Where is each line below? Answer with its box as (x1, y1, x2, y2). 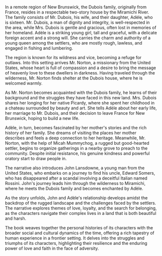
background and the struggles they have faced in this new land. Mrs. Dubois (5, 95, 157, 101)
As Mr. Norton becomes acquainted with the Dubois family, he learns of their (5, 90, 157, 95)
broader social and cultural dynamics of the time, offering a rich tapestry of (5, 230, 155, 236)
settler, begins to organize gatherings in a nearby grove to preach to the (5, 145, 148, 151)
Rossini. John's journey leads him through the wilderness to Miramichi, (5, 181, 146, 186)
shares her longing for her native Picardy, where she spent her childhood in (5, 100, 155, 105)
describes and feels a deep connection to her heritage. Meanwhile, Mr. (5, 135, 146, 141)
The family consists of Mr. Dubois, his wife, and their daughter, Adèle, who (5, 15, 153, 20)
